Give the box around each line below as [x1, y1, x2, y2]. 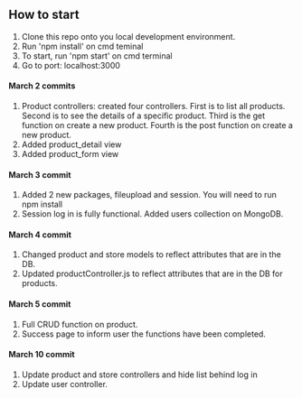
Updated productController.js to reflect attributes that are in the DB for [21, 268, 284, 279]
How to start [8, 7, 80, 23]
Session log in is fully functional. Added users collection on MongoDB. [21, 208, 284, 219]
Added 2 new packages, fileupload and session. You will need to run [21, 190, 278, 200]
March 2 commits [8, 80, 76, 91]
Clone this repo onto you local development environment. [21, 31, 236, 42]
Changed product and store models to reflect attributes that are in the [21, 249, 281, 260]
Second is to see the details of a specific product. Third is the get [21, 110, 266, 121]
